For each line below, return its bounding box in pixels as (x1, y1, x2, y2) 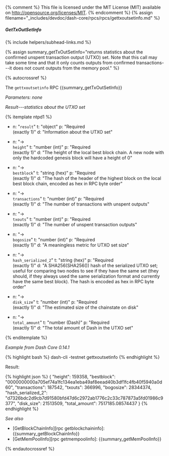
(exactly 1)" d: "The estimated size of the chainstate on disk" (12, 304, 139, 310)
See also (5, 415, 24, 421)
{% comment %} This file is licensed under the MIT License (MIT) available (5, 5, 161, 10)
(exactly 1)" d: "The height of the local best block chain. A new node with (12, 149, 164, 155)
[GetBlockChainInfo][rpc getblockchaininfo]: (12, 425, 105, 431)
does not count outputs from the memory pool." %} (13, 65, 120, 71)
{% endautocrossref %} (5, 445, 54, 451)
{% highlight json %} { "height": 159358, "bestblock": (5, 373, 116, 379)
